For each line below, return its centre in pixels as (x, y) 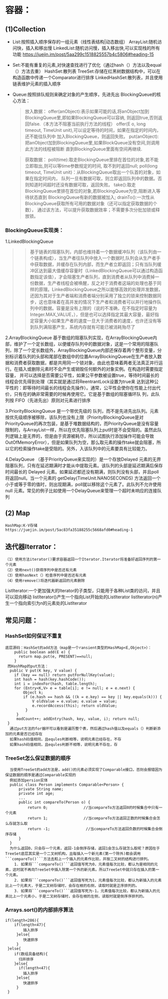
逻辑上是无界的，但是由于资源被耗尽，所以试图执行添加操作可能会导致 (81, 436)
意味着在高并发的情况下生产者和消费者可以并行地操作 (102, 302)
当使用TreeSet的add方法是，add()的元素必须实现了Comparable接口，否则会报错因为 (86, 770)
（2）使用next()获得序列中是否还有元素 (41, 570)
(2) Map (18, 513)
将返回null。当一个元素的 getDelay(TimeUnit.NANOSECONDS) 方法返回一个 (83, 478)
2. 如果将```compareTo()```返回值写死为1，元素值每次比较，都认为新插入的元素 (88, 880)
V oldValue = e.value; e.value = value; (74, 701)
